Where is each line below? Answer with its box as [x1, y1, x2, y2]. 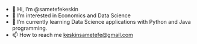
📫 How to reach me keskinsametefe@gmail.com [11, 32, 134, 38]
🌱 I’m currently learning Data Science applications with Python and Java [11, 18, 191, 25]
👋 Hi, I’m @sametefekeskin [11, 6, 79, 12]
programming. [11, 24, 48, 32]
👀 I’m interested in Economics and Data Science [11, 12, 131, 19]
